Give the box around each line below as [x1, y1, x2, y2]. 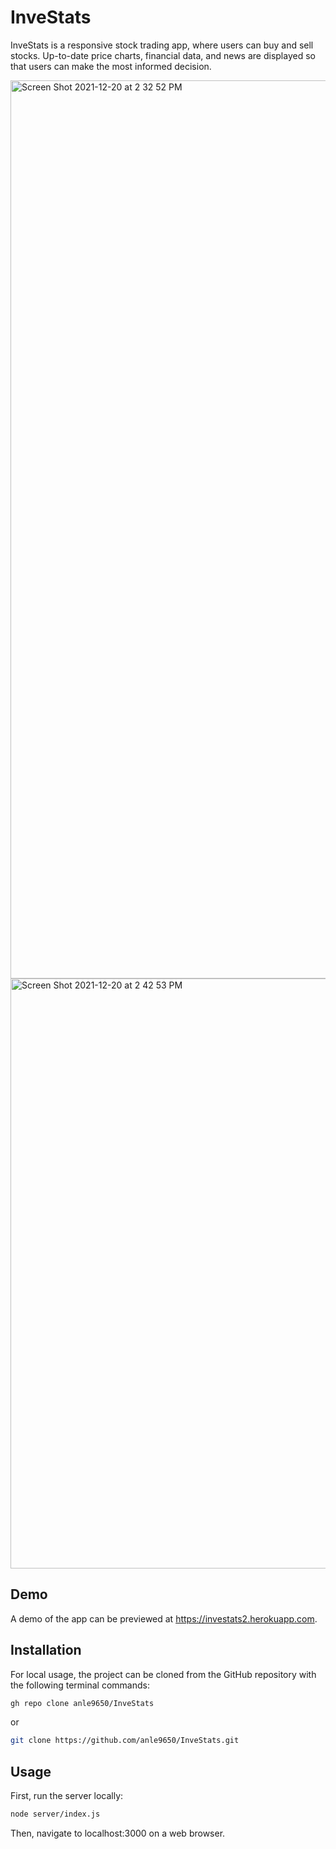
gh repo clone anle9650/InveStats [10, 1698, 155, 1708]
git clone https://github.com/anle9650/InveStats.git [10, 1736, 240, 1746]
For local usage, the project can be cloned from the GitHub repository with [10, 1668, 317, 1680]
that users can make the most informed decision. [10, 60, 212, 72]
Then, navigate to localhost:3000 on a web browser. [10, 1827, 226, 1839]
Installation [10, 1642, 82, 1659]
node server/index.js [10, 1809, 101, 1820]
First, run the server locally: [10, 1790, 124, 1802]
